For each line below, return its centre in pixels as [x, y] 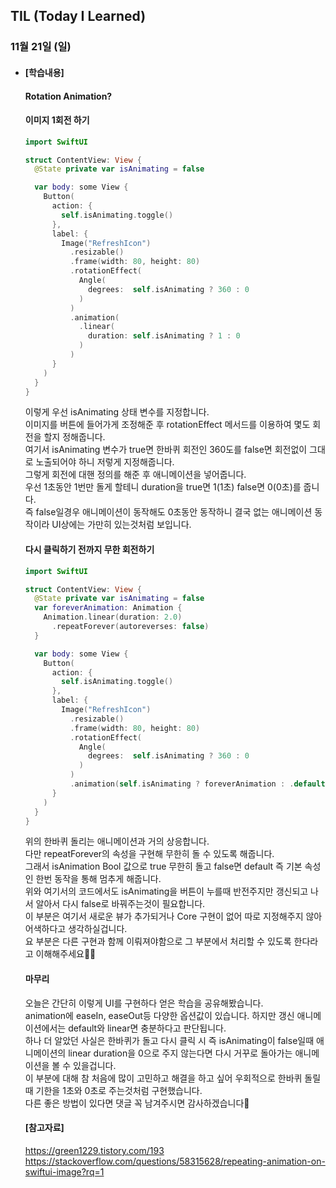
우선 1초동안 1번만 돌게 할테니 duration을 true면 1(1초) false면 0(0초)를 [163, 487]
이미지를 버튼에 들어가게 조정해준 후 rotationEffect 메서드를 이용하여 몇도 [167, 425]
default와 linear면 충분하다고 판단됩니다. [147, 1028]
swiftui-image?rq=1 [64, 1171]
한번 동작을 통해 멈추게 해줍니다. [98, 879]
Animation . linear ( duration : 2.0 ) [113, 617]
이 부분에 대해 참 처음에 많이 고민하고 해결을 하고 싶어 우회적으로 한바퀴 [163, 1078]
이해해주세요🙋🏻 [66, 954]
